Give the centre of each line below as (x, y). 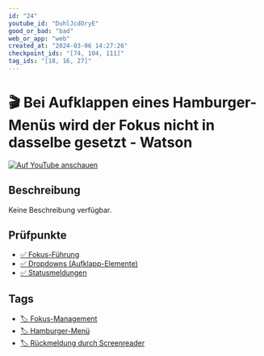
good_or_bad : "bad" (41, 31)
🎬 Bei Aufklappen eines (89, 103)
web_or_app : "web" (39, 38)
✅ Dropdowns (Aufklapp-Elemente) (79, 264)
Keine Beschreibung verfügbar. (60, 210)
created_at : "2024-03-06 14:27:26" (68, 46)
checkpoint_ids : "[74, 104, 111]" (67, 53)
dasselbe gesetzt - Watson (101, 143)
